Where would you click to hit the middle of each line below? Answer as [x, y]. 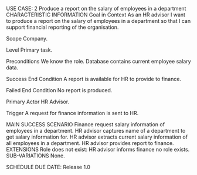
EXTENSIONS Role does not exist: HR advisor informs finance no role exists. [98, 149]
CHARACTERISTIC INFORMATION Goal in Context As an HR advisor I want [96, 15]
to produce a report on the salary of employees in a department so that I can [98, 21]
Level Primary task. [29, 50]
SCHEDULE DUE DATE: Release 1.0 [48, 167]
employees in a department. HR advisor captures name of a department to [96, 131]
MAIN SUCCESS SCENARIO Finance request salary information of [86, 124]
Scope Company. [27, 38]
